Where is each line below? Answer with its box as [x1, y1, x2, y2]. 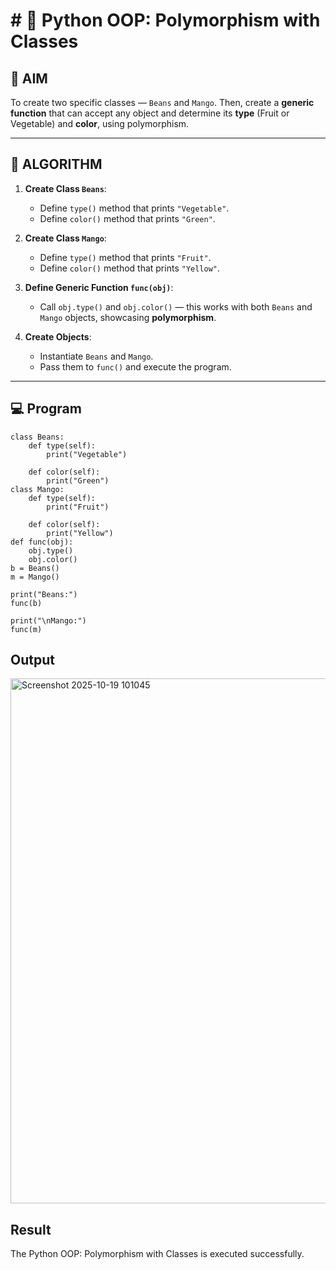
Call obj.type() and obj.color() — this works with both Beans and [39, 300, 313, 313]
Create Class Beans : [24, 182, 107, 194]
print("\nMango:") [10, 615, 87, 626]
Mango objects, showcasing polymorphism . [39, 311, 217, 323]
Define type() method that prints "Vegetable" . [39, 202, 230, 214]
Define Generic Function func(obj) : [24, 281, 174, 293]
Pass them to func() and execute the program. [39, 360, 232, 373]
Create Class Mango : [24, 232, 107, 244]
